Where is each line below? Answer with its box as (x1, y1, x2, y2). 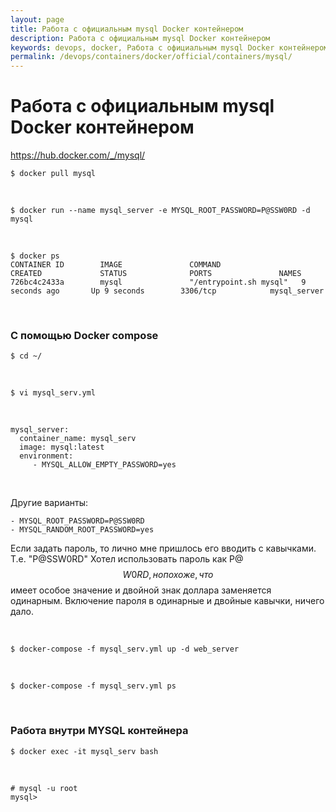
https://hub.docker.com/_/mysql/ (10, 149, 146, 161)
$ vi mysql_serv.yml (10, 388, 97, 398)
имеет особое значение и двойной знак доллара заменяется (10, 584, 272, 596)
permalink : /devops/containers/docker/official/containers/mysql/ (10, 52, 293, 62)
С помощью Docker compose (10, 328, 159, 342)
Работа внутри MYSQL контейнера (10, 724, 189, 738)
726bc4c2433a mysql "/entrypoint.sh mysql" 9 (10, 277, 307, 288)
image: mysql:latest (19, 442, 105, 453)
